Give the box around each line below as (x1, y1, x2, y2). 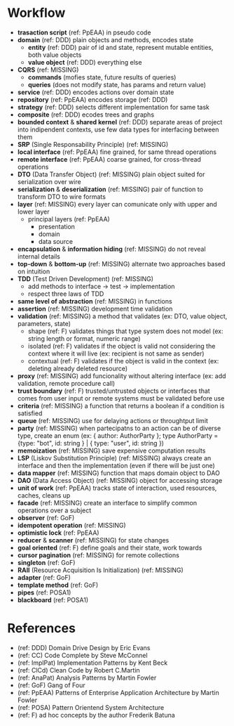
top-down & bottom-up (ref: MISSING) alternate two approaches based (17, 259, 226, 268)
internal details (17, 252, 61, 261)
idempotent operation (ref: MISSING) (17, 521, 126, 529)
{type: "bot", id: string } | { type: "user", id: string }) (17, 439, 165, 447)
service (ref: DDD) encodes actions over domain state (17, 88, 174, 96)
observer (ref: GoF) (17, 513, 75, 521)
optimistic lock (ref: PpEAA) (17, 529, 99, 537)
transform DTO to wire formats (17, 192, 106, 201)
